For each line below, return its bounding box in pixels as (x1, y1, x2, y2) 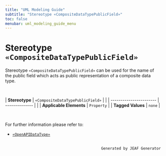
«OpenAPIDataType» (12, 132, 50, 137)
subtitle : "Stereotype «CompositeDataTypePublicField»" (5, 12, 123, 17)
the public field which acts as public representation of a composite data (5, 73, 151, 79)
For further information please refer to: (5, 122, 84, 128)
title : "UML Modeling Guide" (5, 7, 65, 12)
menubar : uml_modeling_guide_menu (5, 21, 77, 26)
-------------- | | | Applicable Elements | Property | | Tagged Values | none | (5, 103, 161, 108)
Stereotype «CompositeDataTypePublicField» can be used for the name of (5, 67, 154, 73)
